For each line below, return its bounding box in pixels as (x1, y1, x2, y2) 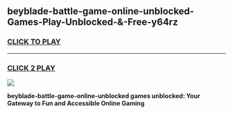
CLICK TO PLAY (7, 37, 61, 47)
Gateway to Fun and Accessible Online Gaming (7, 99, 145, 107)
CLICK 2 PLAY (7, 63, 55, 73)
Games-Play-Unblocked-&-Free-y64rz (7, 17, 178, 28)
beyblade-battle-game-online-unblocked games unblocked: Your (7, 91, 200, 99)
